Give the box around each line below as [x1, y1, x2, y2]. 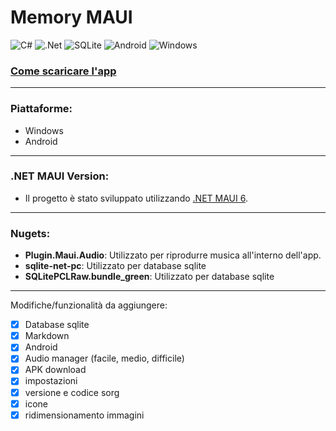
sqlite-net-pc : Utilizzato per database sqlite [24, 260, 207, 272]
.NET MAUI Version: [10, 169, 110, 183]
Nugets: [10, 226, 51, 240]
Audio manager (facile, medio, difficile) [24, 352, 185, 365]
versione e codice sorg [24, 386, 120, 398]
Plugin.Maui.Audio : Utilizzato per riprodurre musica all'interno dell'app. [24, 249, 322, 261]
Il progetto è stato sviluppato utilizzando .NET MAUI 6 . [24, 192, 248, 204]
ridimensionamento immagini [24, 409, 145, 421]
